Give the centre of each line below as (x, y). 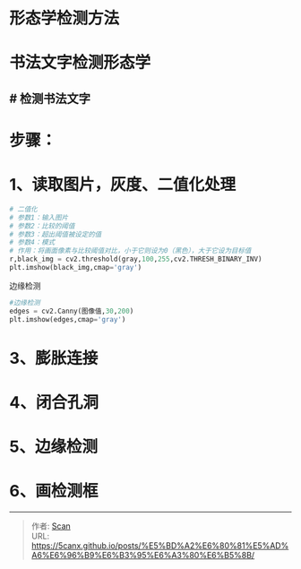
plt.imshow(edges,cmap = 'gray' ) (68, 319)
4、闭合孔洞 (54, 402)
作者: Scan (51, 526)
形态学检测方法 (64, 18)
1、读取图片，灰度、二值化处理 (123, 185)
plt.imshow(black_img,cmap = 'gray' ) (76, 268)
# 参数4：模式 (32, 243)
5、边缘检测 (54, 447)
